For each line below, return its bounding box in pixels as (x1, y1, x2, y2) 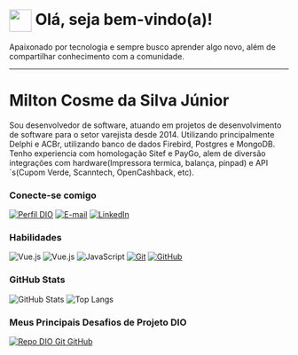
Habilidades (9, 232, 62, 244)
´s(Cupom (9, 167, 46, 177)
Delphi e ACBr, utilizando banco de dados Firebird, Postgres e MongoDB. (9, 138, 276, 149)
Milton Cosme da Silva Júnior (9, 91, 230, 111)
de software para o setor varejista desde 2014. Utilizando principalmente (9, 129, 275, 139)
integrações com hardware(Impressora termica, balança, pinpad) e (9, 157, 255, 168)
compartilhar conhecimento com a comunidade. (9, 51, 184, 61)
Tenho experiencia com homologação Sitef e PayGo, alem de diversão (9, 147, 266, 159)
